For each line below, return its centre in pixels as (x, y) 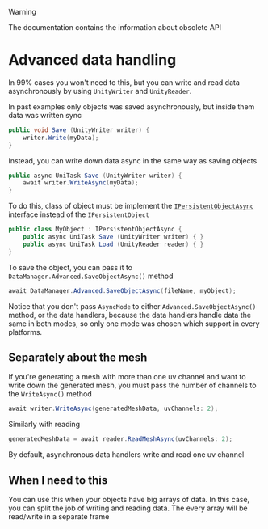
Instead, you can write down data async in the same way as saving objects (133, 160)
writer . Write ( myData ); (61, 138)
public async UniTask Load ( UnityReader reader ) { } (113, 244)
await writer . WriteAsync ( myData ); (81, 183)
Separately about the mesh (78, 357)
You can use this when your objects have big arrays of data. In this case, (129, 499)
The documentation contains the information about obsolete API (115, 27)
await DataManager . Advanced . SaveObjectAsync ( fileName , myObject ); (122, 290)
